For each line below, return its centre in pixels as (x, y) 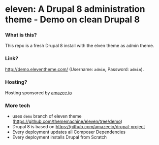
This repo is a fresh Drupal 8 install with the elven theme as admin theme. (79, 46)
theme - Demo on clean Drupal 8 (73, 19)
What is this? (21, 35)
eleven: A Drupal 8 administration (75, 9)
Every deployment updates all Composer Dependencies (69, 132)
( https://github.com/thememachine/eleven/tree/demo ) (67, 121)
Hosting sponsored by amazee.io (39, 93)
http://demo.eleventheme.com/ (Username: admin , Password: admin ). (75, 69)
